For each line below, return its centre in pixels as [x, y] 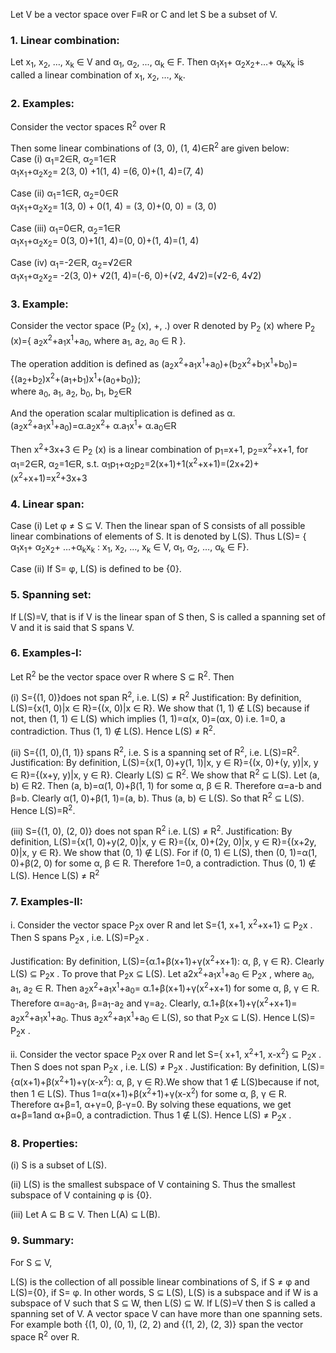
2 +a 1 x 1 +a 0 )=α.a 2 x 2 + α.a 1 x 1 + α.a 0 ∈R [102, 426]
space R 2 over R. [45, 1336]
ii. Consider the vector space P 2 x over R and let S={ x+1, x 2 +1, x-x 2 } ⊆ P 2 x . [166, 1054]
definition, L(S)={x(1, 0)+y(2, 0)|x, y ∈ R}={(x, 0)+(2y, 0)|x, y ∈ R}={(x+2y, [163, 842]
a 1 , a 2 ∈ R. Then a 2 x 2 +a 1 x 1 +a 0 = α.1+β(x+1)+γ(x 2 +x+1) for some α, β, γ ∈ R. [165, 988]
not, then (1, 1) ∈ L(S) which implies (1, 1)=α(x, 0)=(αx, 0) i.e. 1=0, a [148, 719]
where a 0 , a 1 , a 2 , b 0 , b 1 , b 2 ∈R [71, 392]
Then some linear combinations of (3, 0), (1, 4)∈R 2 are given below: [150, 147]
